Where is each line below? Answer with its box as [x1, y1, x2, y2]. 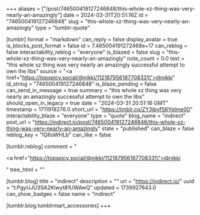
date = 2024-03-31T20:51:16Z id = [63, 11, 149, 19]
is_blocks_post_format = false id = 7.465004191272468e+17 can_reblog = [6, 42, 187, 49]
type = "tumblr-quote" [35, 24, 90, 31]
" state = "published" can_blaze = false [98, 125, 195, 132]
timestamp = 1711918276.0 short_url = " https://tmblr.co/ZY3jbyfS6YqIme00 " [6, 106, 193, 113]
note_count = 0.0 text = [126, 55, 184, 62]
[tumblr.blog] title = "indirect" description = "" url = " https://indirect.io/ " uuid [6, 178, 195, 184]
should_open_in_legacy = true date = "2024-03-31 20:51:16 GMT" [6, 99, 169, 107]
